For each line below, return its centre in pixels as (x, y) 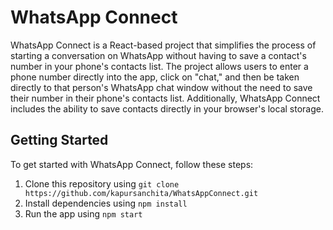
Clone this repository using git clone (102, 183)
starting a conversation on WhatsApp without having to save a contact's (158, 55)
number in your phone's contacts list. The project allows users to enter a (159, 66)
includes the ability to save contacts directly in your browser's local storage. (167, 108)
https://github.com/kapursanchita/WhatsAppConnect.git (141, 193)
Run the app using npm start (83, 213)
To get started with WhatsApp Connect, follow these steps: (132, 164)
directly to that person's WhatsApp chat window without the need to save (161, 87)
